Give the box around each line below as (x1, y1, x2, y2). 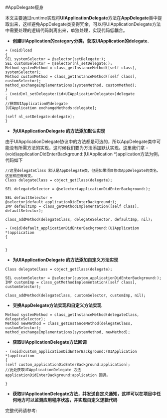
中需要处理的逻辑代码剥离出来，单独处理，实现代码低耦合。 (5, 27, 128, 33)
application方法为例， (117, 151, 162, 157)
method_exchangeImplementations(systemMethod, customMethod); (5, 83, 137, 88)
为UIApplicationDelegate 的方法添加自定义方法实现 (12, 257, 119, 263)
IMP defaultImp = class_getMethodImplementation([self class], (5, 204, 140, 209)
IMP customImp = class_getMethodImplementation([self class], (5, 280, 137, 285)
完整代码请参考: (5, 408, 37, 414)
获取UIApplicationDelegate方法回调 (12, 339, 87, 345)
